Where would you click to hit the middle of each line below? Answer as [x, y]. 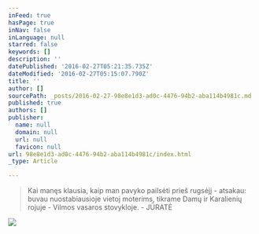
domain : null [37, 132]
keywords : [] [30, 52]
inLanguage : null [37, 37]
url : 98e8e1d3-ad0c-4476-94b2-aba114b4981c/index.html [100, 154]
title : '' [24, 81]
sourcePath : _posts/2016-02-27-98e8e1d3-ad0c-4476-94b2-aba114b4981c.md [130, 96]
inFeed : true [30, 15]
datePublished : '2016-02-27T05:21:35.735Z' [81, 67]
